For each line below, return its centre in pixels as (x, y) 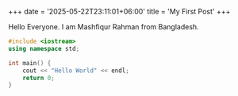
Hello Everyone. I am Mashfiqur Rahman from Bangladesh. (104, 27)
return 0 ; (39, 78)
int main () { (30, 63)
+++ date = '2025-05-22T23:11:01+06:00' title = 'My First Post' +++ (119, 12)
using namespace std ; (44, 48)
